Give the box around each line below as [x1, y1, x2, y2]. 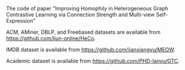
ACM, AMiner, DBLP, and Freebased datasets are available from [6, 29, 161, 36]
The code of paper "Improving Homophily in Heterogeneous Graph [6, 5, 169, 12]
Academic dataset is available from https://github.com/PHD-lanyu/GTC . [6, 58, 180, 64]
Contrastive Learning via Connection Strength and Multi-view [6, 11, 155, 18]
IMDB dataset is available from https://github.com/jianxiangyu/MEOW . [6, 46, 176, 53]
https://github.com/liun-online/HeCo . [6, 35, 96, 41]
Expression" [6, 17, 36, 24]
